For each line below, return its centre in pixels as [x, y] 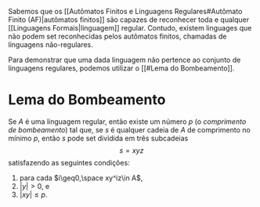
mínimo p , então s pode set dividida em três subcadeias [98, 138]
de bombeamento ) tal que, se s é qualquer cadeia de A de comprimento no [129, 129]
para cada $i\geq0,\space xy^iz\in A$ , [81, 178]
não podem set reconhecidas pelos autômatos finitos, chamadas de [117, 36]
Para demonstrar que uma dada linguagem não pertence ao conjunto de [125, 60]
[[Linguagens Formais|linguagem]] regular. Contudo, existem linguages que [130, 28]
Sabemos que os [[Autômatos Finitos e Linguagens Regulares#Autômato [125, 11]
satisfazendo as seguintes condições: [69, 162]
